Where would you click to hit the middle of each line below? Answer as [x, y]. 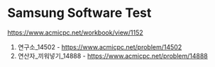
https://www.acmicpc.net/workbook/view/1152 [75, 32]
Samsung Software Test [79, 13]
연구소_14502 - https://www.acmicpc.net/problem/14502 [100, 47]
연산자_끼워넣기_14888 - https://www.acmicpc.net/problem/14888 [112, 56]
